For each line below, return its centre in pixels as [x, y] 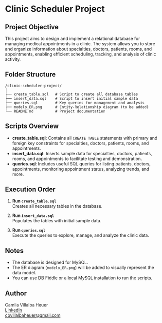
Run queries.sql [29, 230]
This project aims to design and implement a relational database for [72, 38]
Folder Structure [30, 75]
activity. [13, 59]
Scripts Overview [32, 126]
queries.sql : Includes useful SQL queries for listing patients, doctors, [81, 163]
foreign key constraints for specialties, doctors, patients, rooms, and [81, 143]
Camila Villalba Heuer [27, 305]
